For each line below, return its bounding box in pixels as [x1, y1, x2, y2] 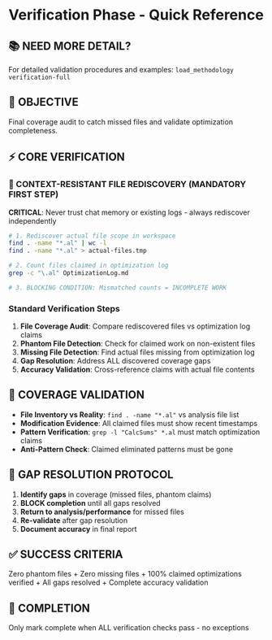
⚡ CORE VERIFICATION [8, 150, 126, 164]
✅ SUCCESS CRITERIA [8, 547, 123, 562]
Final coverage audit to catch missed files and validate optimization [8, 116, 234, 127]
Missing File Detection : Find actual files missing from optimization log [19, 347, 256, 357]
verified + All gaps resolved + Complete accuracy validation [8, 577, 209, 587]
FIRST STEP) [8, 189, 59, 200]
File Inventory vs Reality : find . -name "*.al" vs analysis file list [19, 409, 240, 420]
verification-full [8, 73, 71, 81]
